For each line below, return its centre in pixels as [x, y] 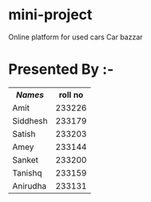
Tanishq [27, 172]
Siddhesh [30, 120]
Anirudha [30, 186]
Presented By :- [61, 69]
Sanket [25, 160]
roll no [71, 95]
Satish [24, 134]
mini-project [50, 15]
